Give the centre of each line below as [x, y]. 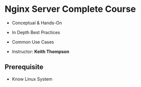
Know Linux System [32, 79]
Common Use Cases [33, 42]
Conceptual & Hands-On [37, 23]
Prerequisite [24, 67]
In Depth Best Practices [36, 32]
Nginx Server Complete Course [70, 9]
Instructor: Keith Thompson [40, 51]
